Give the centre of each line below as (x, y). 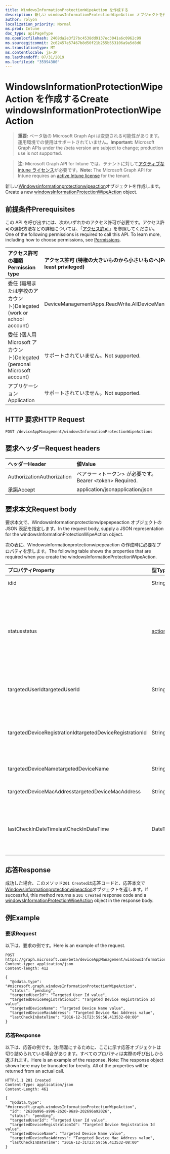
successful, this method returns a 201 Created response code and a (76, 895)
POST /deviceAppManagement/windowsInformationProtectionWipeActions (79, 432)
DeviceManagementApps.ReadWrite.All (91, 304)
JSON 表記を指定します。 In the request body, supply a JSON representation (84, 529)
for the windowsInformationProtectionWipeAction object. (65, 534)
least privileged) (65, 267)
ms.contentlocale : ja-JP (31, 52)
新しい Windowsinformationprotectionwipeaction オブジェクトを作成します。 (84, 186)
